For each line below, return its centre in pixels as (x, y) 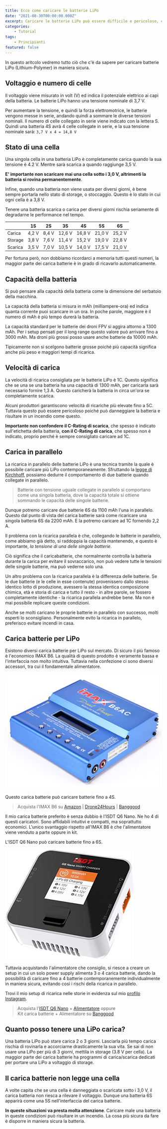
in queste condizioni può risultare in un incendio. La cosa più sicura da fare (82, 1116)
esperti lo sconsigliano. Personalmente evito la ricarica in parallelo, (74, 617)
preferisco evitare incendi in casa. (40, 623)
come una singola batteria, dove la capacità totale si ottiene (78, 495)
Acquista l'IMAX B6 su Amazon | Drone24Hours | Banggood (79, 806)
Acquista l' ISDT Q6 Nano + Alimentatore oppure (66, 1008)
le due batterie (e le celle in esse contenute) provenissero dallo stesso (77, 581)
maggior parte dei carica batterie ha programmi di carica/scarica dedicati (80, 1057)
